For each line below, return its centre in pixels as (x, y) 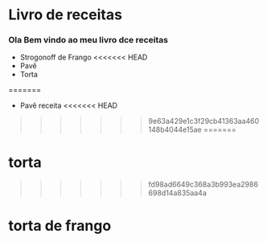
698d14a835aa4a (178, 193)
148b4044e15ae (175, 129)
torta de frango (60, 226)
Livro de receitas (66, 15)
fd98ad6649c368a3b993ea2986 (203, 185)
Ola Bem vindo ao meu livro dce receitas (88, 40)
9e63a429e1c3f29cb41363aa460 (204, 121)
